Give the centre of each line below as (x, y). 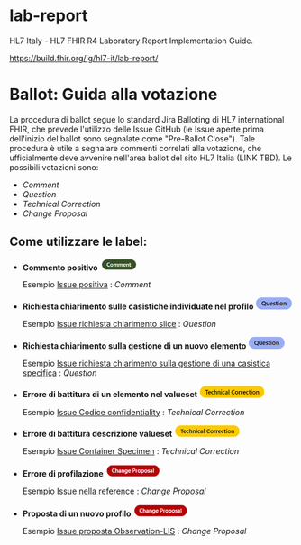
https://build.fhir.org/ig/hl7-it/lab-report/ (84, 58)
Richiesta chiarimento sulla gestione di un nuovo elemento (134, 346)
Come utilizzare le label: (78, 242)
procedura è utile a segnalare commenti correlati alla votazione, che (136, 148)
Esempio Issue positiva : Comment (87, 285)
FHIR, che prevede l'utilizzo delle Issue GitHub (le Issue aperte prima (137, 129)
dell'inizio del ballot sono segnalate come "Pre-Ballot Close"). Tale (132, 138)
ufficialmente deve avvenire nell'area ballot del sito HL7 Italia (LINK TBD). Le (151, 158)
